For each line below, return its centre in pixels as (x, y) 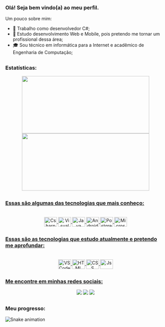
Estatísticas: (21, 68)
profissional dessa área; (38, 39)
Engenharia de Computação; (43, 52)
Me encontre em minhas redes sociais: (54, 281)
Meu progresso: (25, 308)
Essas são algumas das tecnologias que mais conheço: (75, 203)
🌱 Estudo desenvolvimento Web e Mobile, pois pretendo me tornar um (86, 34)
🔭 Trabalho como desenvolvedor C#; (51, 29)
